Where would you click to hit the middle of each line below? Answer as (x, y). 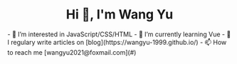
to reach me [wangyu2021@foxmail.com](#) (72, 52)
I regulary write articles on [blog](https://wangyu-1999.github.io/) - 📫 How (117, 42)
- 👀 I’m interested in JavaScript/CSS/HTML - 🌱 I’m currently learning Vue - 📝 (119, 34)
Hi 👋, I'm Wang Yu (120, 15)
